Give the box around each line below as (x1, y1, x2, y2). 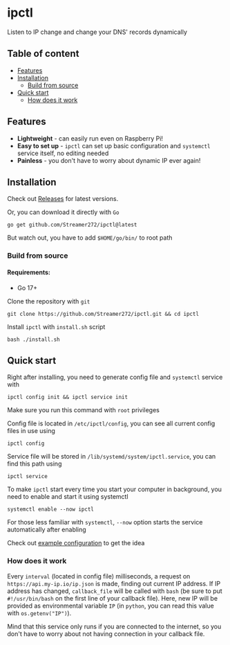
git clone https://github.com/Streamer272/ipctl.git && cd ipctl (7, 310, 199, 317)
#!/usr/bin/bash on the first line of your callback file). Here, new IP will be (7, 594, 218, 602)
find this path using (7, 459, 62, 468)
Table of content (7, 48, 79, 60)
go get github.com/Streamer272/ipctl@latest (7, 222, 137, 229)
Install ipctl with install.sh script (7, 322, 106, 330)
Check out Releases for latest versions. (7, 195, 119, 203)
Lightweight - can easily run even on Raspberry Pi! (17, 134, 164, 143)
